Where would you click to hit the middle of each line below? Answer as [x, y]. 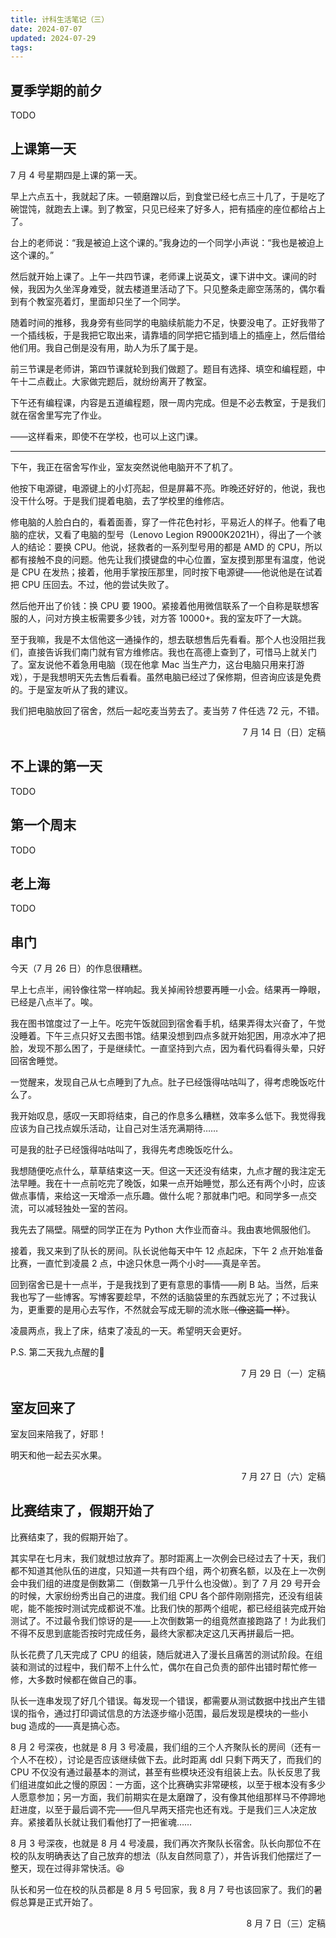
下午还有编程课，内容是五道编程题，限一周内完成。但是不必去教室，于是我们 [168, 402]
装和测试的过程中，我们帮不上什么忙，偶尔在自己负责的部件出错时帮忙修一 [163, 1667]
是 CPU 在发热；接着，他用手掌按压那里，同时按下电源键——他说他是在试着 [166, 572]
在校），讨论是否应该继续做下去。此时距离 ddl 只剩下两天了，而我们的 [179, 1759]
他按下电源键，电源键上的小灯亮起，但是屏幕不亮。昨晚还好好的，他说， [159, 488]
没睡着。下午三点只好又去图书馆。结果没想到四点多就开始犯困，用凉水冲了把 [168, 1036]
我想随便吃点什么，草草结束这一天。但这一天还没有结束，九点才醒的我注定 [163, 1171]
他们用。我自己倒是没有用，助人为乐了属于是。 [106, 347]
